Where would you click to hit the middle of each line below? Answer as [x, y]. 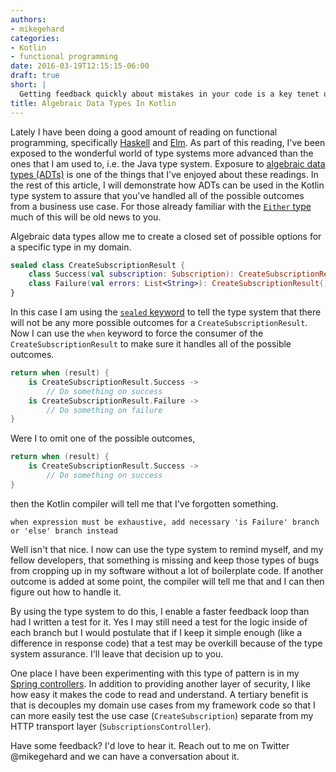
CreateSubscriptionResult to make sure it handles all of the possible [151, 344]
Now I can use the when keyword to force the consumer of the [137, 333]
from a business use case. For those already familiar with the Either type [161, 206]
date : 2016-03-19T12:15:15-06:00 [80, 66]
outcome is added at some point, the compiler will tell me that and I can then [167, 581]
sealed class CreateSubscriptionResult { [98, 265]
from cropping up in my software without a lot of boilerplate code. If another [167, 570]
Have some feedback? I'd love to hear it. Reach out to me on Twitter [150, 745]
